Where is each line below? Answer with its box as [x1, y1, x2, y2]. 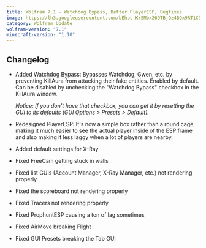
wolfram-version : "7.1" [6, 26, 67, 32]
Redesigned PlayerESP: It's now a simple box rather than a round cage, [15, 120, 195, 127]
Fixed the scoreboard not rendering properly [15, 187, 128, 195]
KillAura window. [15, 90, 58, 97]
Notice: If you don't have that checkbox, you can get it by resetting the [15, 102, 194, 109]
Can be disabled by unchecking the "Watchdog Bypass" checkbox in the [15, 83, 199, 91]
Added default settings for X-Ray [15, 145, 99, 152]
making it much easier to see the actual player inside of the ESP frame [15, 127, 193, 134]
